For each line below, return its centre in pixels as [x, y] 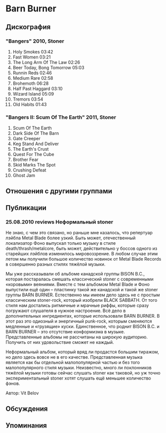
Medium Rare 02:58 [33, 78]
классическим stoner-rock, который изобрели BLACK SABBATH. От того [82, 300]
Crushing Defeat [29, 170]
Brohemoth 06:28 [31, 83]
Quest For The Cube [33, 155]
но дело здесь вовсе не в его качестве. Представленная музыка [74, 357]
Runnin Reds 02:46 [32, 73]
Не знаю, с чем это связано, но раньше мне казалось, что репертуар [79, 233]
